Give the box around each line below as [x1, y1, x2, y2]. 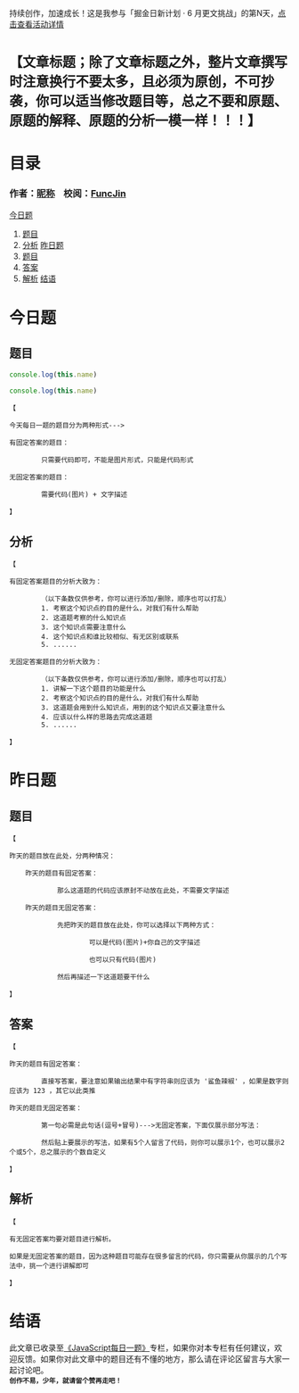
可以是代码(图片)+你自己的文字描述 [88, 938, 201, 948]
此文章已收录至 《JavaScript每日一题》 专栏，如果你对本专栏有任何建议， [9, 1342, 275, 1353]
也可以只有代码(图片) [88, 956, 158, 965]
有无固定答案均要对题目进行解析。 [9, 1234, 116, 1243]
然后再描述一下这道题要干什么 [56, 973, 150, 982]
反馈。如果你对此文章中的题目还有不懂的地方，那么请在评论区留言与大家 [16, 1353, 282, 1364]
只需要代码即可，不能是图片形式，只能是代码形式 [41, 456, 194, 465]
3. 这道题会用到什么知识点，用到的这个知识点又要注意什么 [41, 703, 225, 712]
